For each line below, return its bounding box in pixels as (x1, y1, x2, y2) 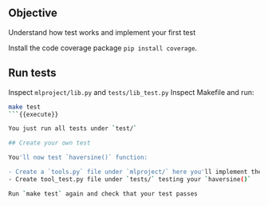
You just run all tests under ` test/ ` (8, 125, 137, 133)
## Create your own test (8, 139, 91, 147)
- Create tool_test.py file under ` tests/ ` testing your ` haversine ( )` (8, 175, 251, 183)
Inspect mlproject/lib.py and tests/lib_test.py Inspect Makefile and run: (8, 87, 254, 97)
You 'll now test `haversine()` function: (8, 153, 148, 162)
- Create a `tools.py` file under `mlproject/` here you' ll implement (8, 168, 248, 176)
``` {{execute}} (8, 110, 59, 118)
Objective (8, 6, 58, 20)
